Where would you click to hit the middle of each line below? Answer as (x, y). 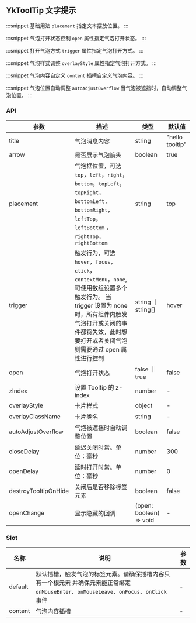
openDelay (24, 471)
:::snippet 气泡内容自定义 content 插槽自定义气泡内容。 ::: (75, 75)
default (19, 587)
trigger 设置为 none (101, 306)
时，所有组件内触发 (101, 315)
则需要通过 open (97, 350)
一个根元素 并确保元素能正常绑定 (86, 583)
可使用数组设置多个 (101, 288)
